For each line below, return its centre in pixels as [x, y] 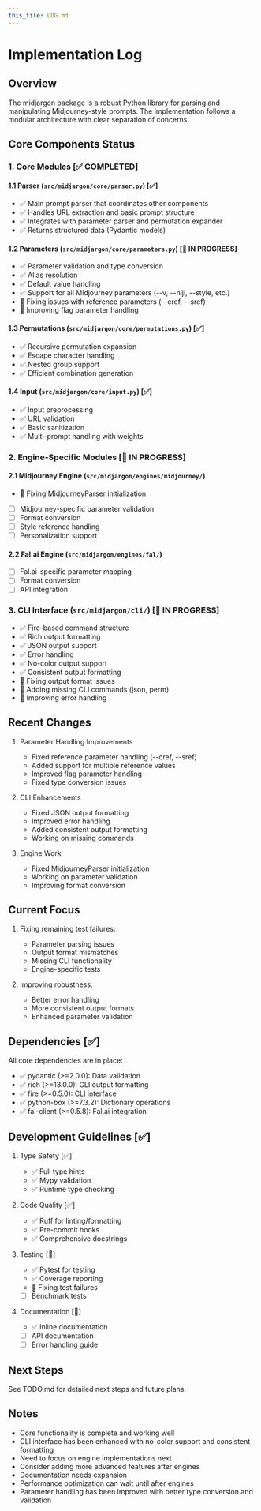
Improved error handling [71, 821]
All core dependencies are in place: [66, 1061]
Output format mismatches [75, 953]
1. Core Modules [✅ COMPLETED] [73, 167]
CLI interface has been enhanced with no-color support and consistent [135, 1441]
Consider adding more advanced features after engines [110, 1466]
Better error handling [65, 1000]
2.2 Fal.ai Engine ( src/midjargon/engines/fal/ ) [86, 554]
